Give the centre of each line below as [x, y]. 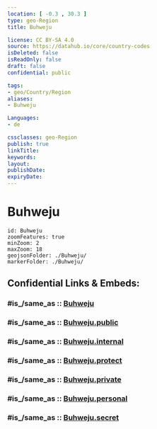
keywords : [22, 157]
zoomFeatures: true [36, 237]
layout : [19, 164]
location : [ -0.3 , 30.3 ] [47, 14]
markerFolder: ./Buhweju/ [45, 262]
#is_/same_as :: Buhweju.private [64, 379]
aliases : [20, 99]
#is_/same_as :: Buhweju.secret [63, 417]
